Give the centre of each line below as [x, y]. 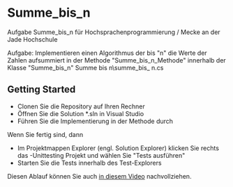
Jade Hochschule [32, 39]
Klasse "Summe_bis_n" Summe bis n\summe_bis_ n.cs [85, 67]
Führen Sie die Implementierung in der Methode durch [95, 121]
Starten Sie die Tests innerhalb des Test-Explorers [89, 163]
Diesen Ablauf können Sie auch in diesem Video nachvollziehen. [99, 176]
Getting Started [42, 89]
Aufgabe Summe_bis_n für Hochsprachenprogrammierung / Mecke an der [114, 32]
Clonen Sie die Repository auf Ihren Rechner [81, 106]
